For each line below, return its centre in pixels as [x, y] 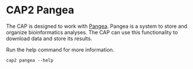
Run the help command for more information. [60, 49]
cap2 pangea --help [30, 60]
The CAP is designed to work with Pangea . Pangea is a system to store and [97, 26]
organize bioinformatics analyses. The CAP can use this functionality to [92, 32]
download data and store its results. [49, 38]
